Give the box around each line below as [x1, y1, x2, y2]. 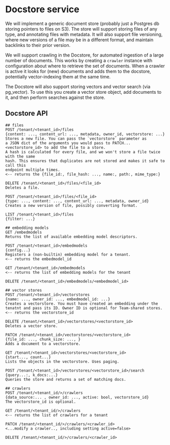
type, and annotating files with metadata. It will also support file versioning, [5, 31, 163, 37]
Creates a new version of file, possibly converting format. [5, 203, 138, 208]
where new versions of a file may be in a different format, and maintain [5, 37, 154, 43]
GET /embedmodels [5, 229, 42, 235]
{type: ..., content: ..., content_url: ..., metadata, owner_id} [5, 198, 149, 203]
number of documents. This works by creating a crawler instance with [5, 57, 153, 63]
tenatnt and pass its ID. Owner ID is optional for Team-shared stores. [5, 305, 163, 310]
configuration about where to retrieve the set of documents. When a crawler [5, 63, 165, 69]
